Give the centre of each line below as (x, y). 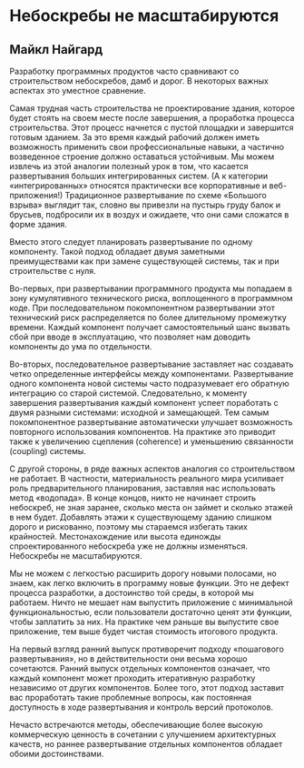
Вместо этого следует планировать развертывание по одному (131, 242)
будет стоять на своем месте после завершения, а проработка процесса (152, 118)
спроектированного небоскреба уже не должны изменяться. (128, 546)
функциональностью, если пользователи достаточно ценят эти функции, (151, 612)
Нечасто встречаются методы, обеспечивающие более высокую (136, 725)
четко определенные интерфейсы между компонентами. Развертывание (152, 374)
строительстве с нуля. (53, 271)
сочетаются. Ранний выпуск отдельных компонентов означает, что (140, 668)
